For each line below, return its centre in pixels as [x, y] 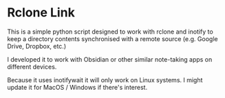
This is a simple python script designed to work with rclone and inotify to [110, 32]
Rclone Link [41, 13]
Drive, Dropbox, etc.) [37, 46]
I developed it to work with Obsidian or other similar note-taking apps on [110, 59]
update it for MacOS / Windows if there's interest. [77, 87]
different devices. [32, 66]
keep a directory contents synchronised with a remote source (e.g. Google [112, 38]
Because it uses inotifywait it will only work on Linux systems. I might [105, 79]
